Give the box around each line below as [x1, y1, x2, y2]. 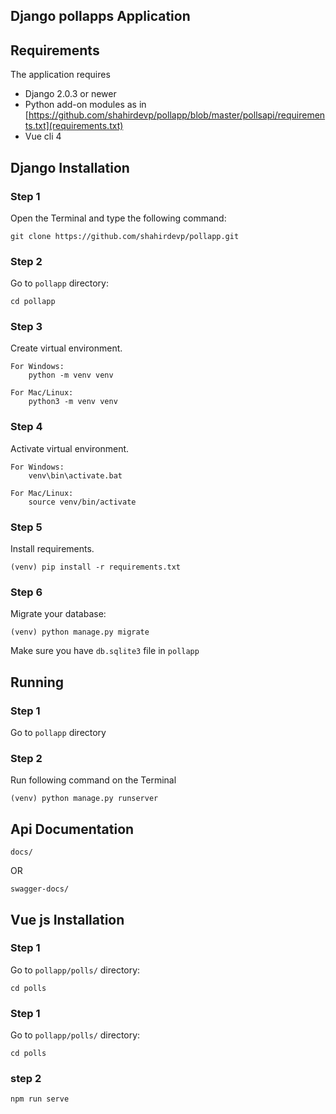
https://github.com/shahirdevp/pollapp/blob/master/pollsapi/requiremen [28, 109, 326, 121]
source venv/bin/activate [28, 497, 137, 507]
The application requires [10, 69, 111, 81]
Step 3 [10, 320, 43, 334]
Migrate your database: [10, 608, 107, 620]
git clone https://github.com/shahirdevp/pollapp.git [10, 231, 240, 241]
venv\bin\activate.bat [28, 470, 123, 481]
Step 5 [10, 520, 43, 534]
